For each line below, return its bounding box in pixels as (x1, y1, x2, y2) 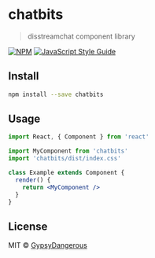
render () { (15, 175, 51, 184)
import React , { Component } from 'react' (8, 133, 149, 141)
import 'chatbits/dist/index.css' (8, 155, 122, 163)
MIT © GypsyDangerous (8, 241, 88, 250)
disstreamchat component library (27, 31, 135, 41)
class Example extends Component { (8, 169, 125, 177)
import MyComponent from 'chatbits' (8, 147, 128, 155)
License (8, 219, 48, 233)
